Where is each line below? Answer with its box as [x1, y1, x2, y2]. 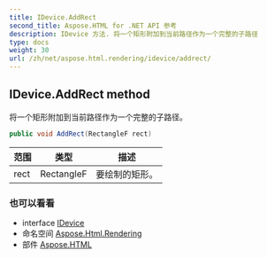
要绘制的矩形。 [95, 168, 158, 180]
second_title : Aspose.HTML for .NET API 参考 [9, 21, 177, 30]
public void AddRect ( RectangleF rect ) [9, 129, 152, 138]
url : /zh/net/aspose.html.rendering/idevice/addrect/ [9, 54, 212, 63]
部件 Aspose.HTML [21, 238, 93, 249]
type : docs [9, 37, 50, 47]
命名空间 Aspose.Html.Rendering [21, 228, 142, 238]
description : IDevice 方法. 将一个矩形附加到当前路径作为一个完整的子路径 [9, 29, 259, 38]
